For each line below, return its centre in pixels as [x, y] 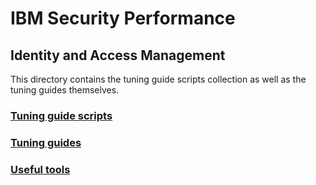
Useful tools [40, 169]
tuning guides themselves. [65, 90]
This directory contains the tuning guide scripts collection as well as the [158, 79]
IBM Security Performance [123, 18]
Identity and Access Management [118, 55]
